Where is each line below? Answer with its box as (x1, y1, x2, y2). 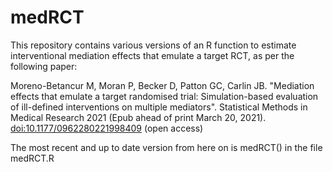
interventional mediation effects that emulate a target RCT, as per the (10, 49, 295, 61)
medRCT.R (10, 152, 55, 164)
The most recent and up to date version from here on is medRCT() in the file (10, 141, 323, 153)
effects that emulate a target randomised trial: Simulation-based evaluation (10, 90, 319, 102)
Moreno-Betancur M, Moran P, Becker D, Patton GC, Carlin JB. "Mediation (10, 79, 315, 91)
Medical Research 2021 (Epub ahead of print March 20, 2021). (10, 111, 267, 123)
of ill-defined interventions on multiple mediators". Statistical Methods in (10, 101, 308, 113)
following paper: (10, 60, 78, 72)
